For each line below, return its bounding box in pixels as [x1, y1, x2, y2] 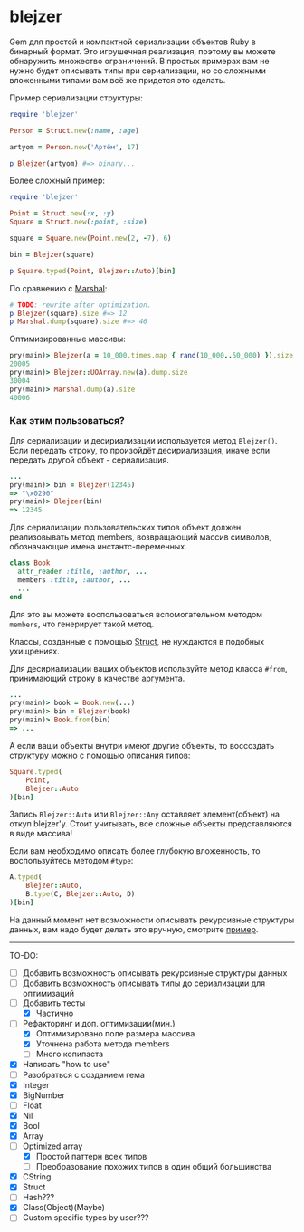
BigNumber [22, 1089, 66, 1101]
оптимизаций [22, 988, 75, 999]
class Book [9, 559, 51, 568]
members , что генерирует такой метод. [9, 618, 155, 629]
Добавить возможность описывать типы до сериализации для [22, 978, 265, 988]
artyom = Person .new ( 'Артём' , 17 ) [9, 142, 140, 151]
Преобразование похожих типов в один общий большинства [35, 1161, 272, 1172]
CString [22, 1171, 52, 1182]
